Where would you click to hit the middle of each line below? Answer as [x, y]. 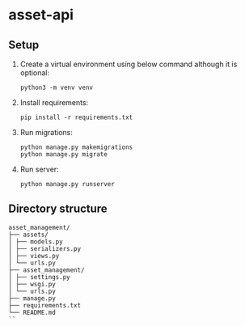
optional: [35, 73]
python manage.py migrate [63, 155]
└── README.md [32, 312]
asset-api [41, 15]
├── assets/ [28, 235]
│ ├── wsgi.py [32, 284]
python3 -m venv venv [56, 87]
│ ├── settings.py [39, 277]
